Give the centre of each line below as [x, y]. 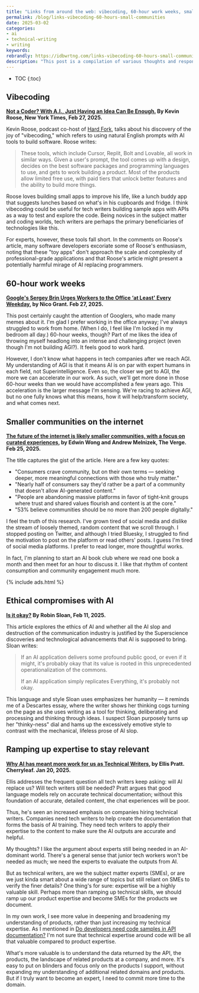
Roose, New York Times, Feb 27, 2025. [54, 118]
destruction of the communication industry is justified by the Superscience [97, 633]
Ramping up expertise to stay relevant [78, 750]
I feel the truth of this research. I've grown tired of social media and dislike [97, 521]
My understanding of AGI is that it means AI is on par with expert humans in [98, 365]
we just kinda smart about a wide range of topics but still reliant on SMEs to [98, 879]
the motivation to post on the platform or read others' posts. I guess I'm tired [99, 540]
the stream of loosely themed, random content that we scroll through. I [92, 527]
